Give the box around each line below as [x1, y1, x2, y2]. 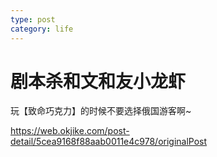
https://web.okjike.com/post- [10, 125, 130, 137]
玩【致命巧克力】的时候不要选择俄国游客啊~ [10, 105, 192, 117]
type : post [10, 14, 56, 25]
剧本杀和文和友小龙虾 [10, 70, 187, 93]
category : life [10, 24, 74, 34]
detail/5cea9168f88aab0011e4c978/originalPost [10, 136, 208, 148]
